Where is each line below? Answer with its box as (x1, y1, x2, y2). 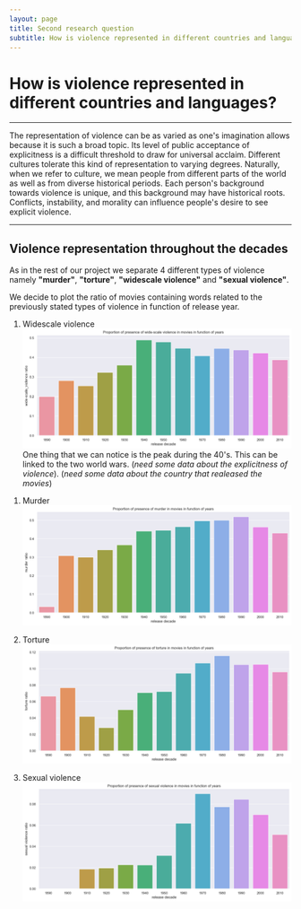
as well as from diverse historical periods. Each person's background (9, 178, 264, 188)
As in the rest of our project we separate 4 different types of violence (9, 265, 265, 275)
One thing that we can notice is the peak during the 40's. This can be (21, 450, 279, 460)
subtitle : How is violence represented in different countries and (9, 33, 267, 42)
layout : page (9, 14, 58, 23)
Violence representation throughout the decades (9, 240, 288, 256)
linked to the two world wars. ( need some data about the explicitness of (21, 459, 288, 470)
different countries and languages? (9, 92, 278, 112)
